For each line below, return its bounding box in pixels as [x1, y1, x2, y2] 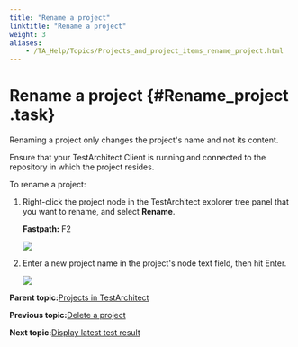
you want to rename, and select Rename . [22, 206, 176, 217]
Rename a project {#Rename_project [9, 86, 290, 106]
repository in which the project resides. [9, 161, 155, 172]
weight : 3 [9, 30, 47, 39]
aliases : [9, 38, 42, 48]
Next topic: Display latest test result [9, 327, 141, 338]
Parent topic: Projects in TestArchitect [9, 292, 149, 303]
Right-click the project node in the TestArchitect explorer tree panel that [22, 196, 290, 207]
